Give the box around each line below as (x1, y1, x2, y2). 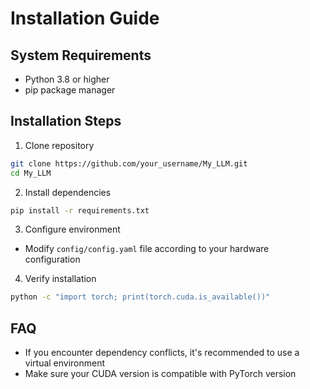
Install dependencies (24, 186, 112, 198)
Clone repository (24, 139, 95, 151)
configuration (24, 253, 81, 266)
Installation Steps (10, 113, 122, 130)
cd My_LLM (10, 168, 52, 178)
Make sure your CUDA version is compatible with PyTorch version (24, 368, 297, 380)
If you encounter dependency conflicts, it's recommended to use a (24, 347, 300, 359)
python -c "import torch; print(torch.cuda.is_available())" (10, 292, 271, 302)
